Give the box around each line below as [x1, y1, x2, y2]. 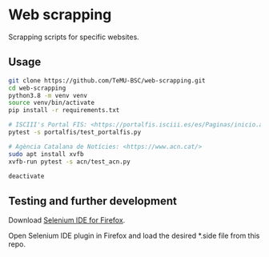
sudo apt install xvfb [8, 150, 84, 158]
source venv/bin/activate [8, 98, 94, 107]
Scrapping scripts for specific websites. [8, 32, 140, 42]
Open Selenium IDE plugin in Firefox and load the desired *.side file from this [8, 231, 260, 241]
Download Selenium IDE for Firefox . [8, 215, 126, 225]
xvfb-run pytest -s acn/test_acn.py [8, 158, 130, 166]
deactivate [8, 172, 45, 180]
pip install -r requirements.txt [8, 106, 120, 114]
